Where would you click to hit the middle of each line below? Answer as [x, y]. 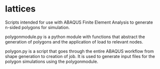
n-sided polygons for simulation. [37, 27]
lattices [20, 9]
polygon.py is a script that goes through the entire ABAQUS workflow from [80, 51]
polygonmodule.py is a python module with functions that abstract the [75, 37]
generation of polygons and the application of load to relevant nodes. [74, 41]
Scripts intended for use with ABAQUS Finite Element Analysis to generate [79, 22]
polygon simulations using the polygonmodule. [52, 61]
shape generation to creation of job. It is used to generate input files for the [80, 56]
